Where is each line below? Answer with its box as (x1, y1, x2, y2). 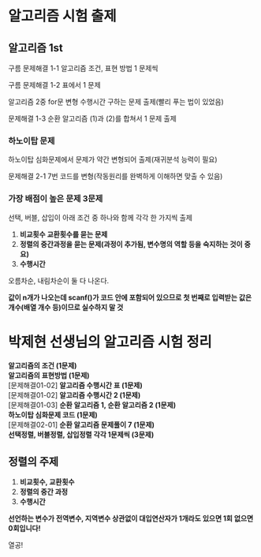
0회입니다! (8, 524, 41, 533)
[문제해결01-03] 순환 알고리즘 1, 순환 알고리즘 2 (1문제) (8, 400, 177, 409)
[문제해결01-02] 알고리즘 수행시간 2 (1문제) (8, 390, 141, 399)
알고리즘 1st (8, 41, 63, 54)
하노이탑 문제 (8, 135, 55, 146)
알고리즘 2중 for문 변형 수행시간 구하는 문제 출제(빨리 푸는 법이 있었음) (8, 97, 225, 107)
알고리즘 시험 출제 (8, 7, 117, 25)
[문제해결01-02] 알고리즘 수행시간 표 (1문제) (8, 380, 144, 390)
